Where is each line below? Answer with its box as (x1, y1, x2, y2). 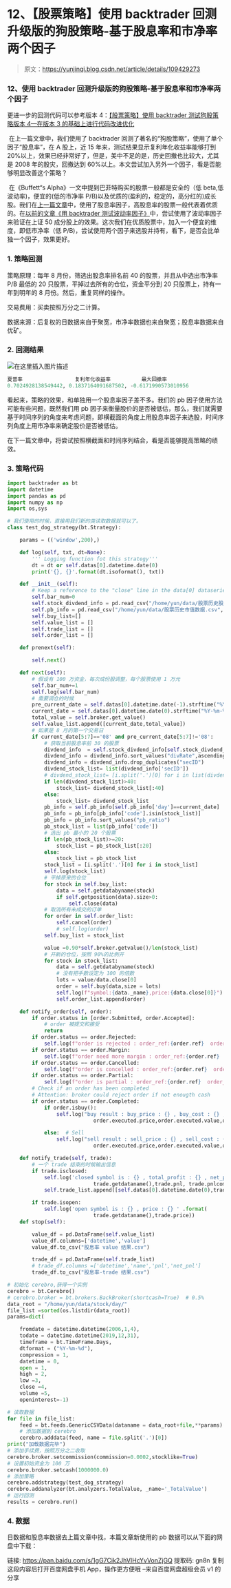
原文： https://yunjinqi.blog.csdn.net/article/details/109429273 (23, 65, 201, 73)
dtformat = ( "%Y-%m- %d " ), (19, 1345, 94, 1352)
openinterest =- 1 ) (19, 1396, 69, 1403)
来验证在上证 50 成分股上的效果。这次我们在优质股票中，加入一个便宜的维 (7, 218, 217, 226)
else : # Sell (43, 1130, 85, 1137)
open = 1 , (19, 1364, 48, 1372)
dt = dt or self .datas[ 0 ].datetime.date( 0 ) (32, 562, 158, 569)
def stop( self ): (19, 1218, 67, 1225)
